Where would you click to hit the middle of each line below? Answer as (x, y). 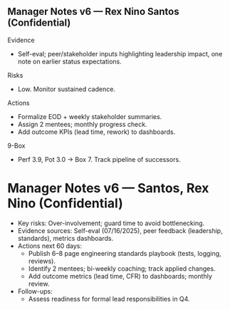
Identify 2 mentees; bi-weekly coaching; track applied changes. (122, 268)
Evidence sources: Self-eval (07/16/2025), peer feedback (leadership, (120, 230)
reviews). (42, 261)
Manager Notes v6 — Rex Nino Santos (93, 12)
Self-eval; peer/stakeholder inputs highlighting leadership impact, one (120, 53)
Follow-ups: (35, 291)
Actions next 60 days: (49, 246)
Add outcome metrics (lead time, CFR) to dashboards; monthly (120, 276)
